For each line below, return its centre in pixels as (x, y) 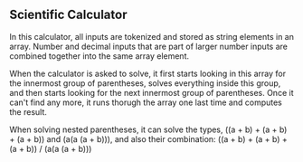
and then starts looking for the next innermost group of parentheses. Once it (151, 92)
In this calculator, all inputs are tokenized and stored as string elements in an (152, 36)
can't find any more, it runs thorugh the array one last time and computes (146, 102)
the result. (28, 111)
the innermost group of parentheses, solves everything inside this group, (145, 83)
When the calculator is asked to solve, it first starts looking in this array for (148, 73)
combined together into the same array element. (99, 56)
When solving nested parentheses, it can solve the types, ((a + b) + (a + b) (148, 129)
